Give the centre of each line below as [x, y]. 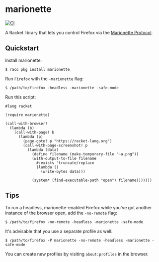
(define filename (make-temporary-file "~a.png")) [85, 154]
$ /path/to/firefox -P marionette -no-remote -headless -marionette [78, 240]
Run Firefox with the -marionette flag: [44, 79]
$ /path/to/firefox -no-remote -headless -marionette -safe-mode [74, 222]
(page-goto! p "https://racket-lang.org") [68, 141]
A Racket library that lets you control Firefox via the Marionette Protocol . [79, 32]
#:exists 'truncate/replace [65, 163]
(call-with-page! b [34, 132]
